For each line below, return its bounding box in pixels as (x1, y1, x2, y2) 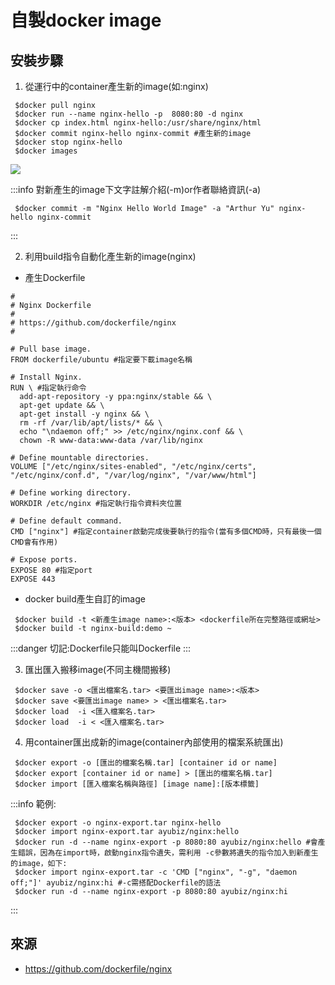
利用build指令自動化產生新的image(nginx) (24, 251, 197, 262)
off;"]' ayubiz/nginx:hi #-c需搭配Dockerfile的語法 (10, 878, 222, 888)
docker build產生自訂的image (24, 593, 146, 605)
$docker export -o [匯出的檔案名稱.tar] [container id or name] (14, 758, 278, 768)
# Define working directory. (10, 488, 132, 498)
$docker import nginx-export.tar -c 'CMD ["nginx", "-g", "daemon (14, 867, 298, 877)
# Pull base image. (10, 344, 92, 354)
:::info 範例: (10, 798, 57, 810)
